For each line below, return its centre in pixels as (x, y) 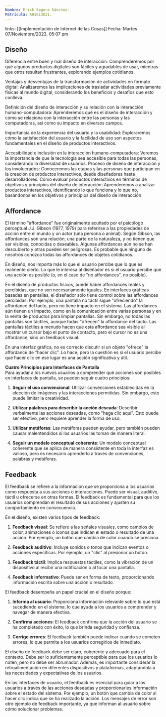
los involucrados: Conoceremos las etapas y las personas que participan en (83, 169)
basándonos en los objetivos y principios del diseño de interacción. (74, 195)
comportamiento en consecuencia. (41, 507)
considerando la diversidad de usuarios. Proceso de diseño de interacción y (83, 164)
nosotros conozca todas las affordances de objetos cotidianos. (69, 255)
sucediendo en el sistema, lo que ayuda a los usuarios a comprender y (84, 607)
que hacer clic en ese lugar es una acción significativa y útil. (67, 358)
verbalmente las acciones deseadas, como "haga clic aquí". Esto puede (85, 413)
